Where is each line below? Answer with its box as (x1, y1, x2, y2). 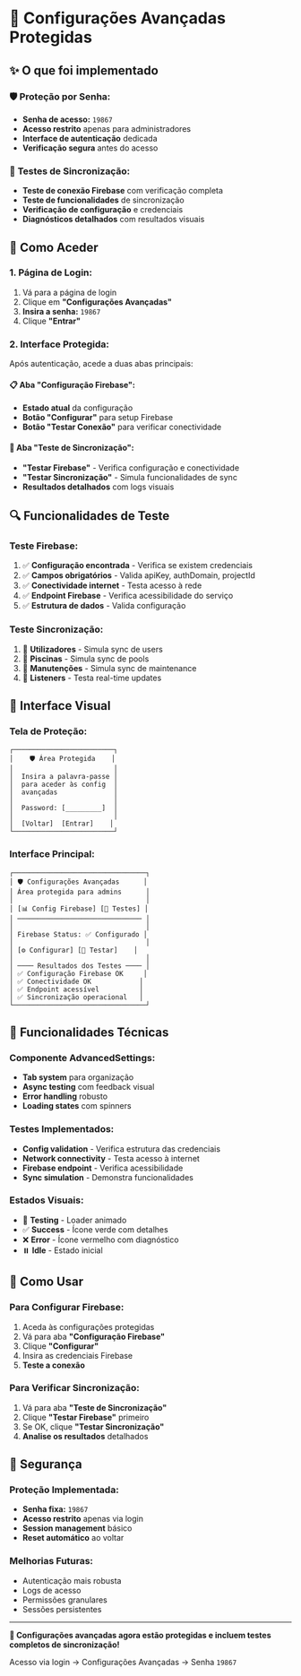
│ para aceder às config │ (9, 780, 118, 790)
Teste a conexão (21, 1360, 85, 1370)
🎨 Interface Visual (9, 698, 111, 713)
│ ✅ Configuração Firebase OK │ (9, 969, 148, 978)
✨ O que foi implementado (9, 63, 159, 78)
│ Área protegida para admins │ (9, 887, 150, 896)
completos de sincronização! (9, 1639, 120, 1650)
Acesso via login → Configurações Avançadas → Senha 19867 (9, 1656, 237, 1667)
